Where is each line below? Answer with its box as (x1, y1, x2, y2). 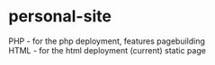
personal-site (8, 6, 112, 27)
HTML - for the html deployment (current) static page (8, 45, 206, 55)
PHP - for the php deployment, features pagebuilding (8, 36, 206, 46)
